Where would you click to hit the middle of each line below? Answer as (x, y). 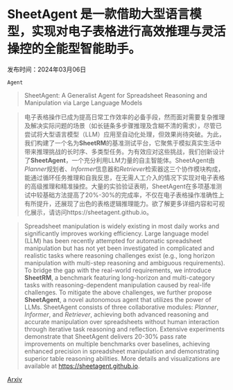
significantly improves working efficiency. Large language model (116, 233)
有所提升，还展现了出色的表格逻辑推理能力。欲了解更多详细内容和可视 (124, 203)
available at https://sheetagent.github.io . (82, 366)
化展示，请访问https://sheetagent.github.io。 (88, 212)
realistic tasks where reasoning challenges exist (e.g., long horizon (119, 255)
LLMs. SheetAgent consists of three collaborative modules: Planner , (121, 307)
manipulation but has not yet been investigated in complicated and (119, 248)
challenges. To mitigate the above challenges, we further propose (118, 292)
